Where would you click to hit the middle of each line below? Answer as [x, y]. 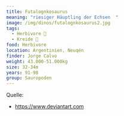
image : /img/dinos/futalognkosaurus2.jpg [58, 23]
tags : [13, 28]
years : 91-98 [22, 73]
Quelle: [15, 95]
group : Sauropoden [29, 78]
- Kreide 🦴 [25, 39]
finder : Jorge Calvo [32, 56]
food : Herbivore [26, 45]
